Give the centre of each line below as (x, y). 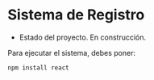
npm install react (38, 67)
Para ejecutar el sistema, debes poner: (72, 53)
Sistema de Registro (76, 15)
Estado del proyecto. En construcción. (83, 37)
